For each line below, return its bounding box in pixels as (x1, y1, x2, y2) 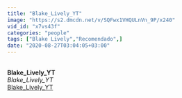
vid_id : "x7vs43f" (7, 23, 60, 30)
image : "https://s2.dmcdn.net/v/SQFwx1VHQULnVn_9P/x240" (7, 17, 176, 23)
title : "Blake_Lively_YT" (7, 10, 82, 17)
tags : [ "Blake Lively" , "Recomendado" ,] (7, 36, 123, 43)
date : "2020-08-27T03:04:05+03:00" (7, 42, 110, 49)
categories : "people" (7, 29, 70, 37)
